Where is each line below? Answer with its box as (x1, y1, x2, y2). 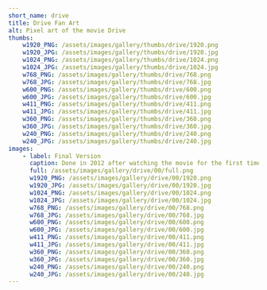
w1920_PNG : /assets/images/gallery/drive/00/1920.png (29, 174, 212, 183)
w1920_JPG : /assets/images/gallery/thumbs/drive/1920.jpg (22, 48, 219, 56)
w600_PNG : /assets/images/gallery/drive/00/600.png (29, 218, 204, 226)
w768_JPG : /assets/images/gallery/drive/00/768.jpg (29, 211, 204, 219)
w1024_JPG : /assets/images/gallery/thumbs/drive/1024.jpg (22, 64, 219, 72)
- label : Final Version (22, 152, 102, 160)
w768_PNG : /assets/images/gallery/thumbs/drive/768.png (22, 71, 212, 79)
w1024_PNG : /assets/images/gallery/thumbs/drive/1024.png (22, 56, 219, 64)
